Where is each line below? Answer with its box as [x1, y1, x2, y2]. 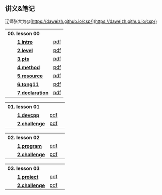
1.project [17, 173, 39, 180]
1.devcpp [17, 112, 40, 119]
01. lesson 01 [7, 103, 40, 110]
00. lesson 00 [7, 30, 40, 37]
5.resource [17, 72, 43, 79]
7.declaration [17, 89, 49, 96]
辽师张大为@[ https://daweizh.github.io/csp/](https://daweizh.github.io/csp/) [5, 18, 157, 24]
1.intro [17, 38, 33, 45]
